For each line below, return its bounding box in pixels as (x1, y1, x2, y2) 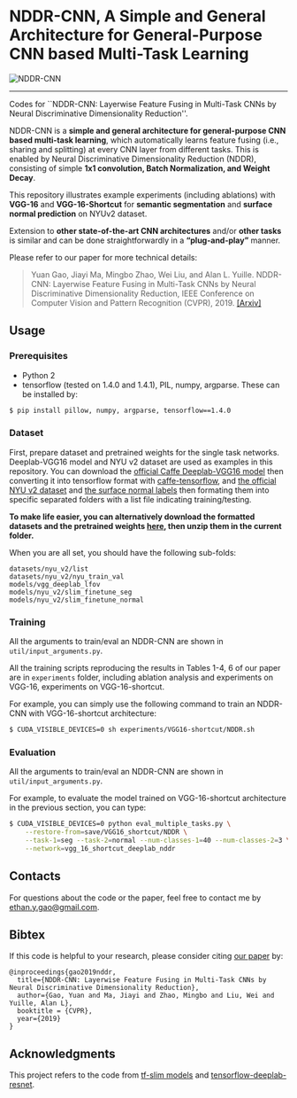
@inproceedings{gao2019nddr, (9, 968, 117, 977)
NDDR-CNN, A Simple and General (9, 6, 266, 27)
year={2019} (17, 1015, 62, 1024)
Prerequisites (9, 350, 68, 362)
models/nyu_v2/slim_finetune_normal (9, 596, 144, 604)
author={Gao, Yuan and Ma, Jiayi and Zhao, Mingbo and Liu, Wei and (17, 991, 275, 1001)
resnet (9, 1079, 33, 1090)
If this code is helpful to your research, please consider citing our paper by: (9, 951, 284, 962)
